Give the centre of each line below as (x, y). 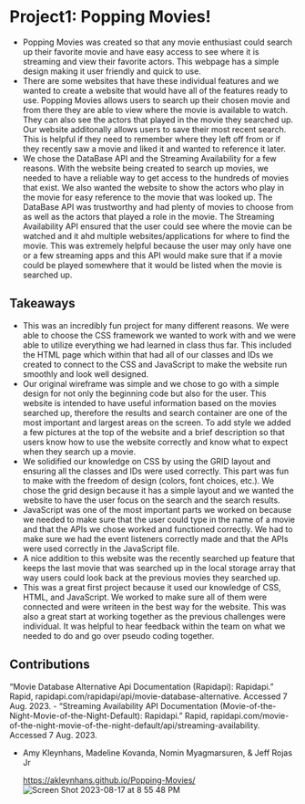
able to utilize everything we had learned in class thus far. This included (157, 345)
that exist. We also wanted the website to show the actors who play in (153, 187)
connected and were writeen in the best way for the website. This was (154, 606)
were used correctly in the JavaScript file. (101, 548)
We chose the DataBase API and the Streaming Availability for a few (149, 158)
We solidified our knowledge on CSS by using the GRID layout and (147, 461)
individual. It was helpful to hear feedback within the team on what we (154, 626)
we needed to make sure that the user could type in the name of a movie (159, 519)
